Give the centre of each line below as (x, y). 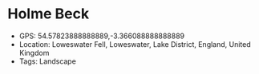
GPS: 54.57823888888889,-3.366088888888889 (102, 36)
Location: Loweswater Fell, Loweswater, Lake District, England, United (135, 44)
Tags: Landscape (48, 61)
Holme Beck (49, 14)
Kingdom (34, 53)
